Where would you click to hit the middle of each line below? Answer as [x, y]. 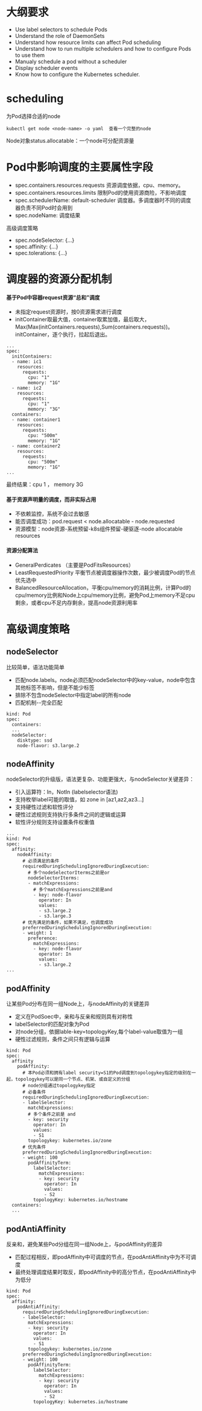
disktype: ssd [35, 740]
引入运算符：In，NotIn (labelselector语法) [67, 792]
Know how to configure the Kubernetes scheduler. [77, 74]
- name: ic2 [27, 388]
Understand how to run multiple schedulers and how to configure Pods [103, 48]
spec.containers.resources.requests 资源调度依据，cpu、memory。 [99, 185]
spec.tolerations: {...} [41, 253]
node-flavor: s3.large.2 [48, 745]
